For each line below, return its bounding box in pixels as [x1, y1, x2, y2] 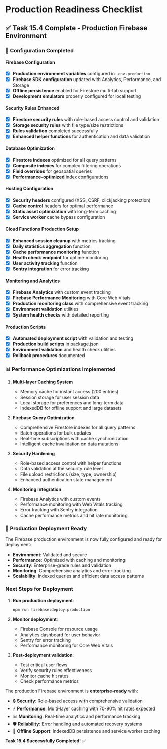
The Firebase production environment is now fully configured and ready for [5, 536, 162, 542]
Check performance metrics [20, 678, 79, 684]
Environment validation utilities [12, 306, 79, 312]
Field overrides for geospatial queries [12, 168, 92, 174]
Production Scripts [5, 324, 46, 330]
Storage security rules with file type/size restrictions [12, 122, 124, 128]
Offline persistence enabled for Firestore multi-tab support [12, 87, 137, 93]
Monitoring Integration [12, 486, 62, 492]
